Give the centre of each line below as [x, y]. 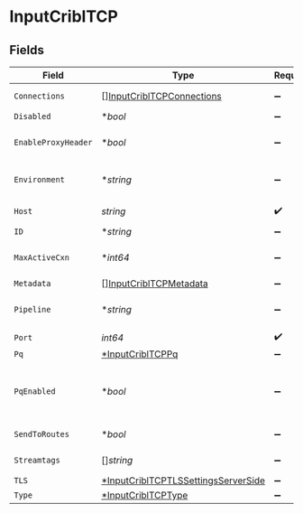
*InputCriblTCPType [145, 495]
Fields [27, 50]
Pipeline [32, 309]
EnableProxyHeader [53, 142]
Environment [40, 179]
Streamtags [37, 460]
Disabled [32, 116]
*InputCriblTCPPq [140, 354]
